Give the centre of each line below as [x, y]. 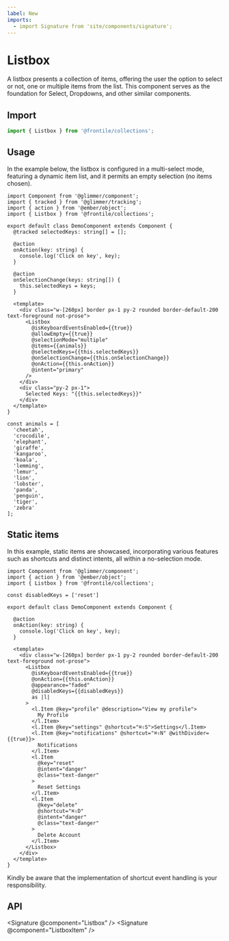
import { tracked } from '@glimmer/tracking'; [75, 202]
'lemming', [29, 466]
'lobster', [29, 484]
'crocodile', [32, 436]
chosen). [19, 183]
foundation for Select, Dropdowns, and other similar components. [99, 94]
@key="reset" [56, 763]
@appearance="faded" [61, 685]
